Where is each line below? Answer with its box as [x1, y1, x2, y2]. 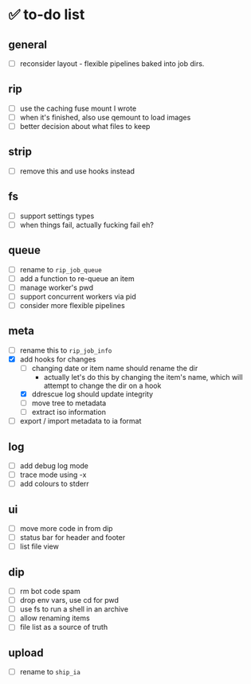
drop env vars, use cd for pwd [19, 596, 120, 605]
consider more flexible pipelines [19, 300, 125, 310]
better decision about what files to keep [19, 122, 151, 131]
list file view [19, 541, 60, 551]
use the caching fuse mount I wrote [19, 104, 137, 113]
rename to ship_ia [19, 667, 81, 677]
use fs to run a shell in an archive [19, 604, 129, 614]
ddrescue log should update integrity [31, 389, 154, 399]
